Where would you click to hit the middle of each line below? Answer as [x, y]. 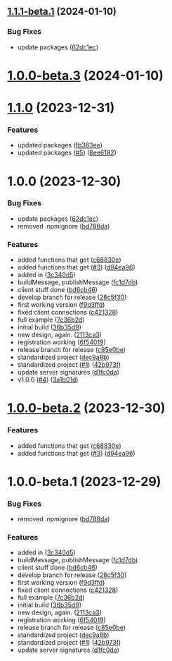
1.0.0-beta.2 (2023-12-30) [86, 408]
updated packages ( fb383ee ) [60, 145]
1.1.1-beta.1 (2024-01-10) [62, 12]
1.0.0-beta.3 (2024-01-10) [85, 75]
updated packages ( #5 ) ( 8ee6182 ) [67, 153]
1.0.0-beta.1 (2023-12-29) [84, 481]
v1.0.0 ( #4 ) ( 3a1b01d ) [48, 380]
